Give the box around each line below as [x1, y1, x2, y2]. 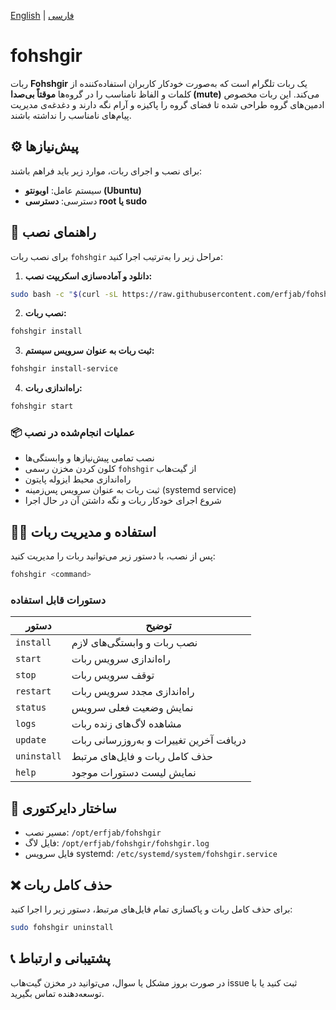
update [15, 735, 47, 746]
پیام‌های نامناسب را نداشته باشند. [10, 109, 132, 121]
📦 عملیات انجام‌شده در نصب [10, 425, 136, 439]
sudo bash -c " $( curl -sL [10, 289, 118, 299]
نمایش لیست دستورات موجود [71, 766, 197, 780]
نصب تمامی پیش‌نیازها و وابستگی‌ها [24, 452, 155, 464]
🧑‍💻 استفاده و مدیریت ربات [10, 523, 157, 540]
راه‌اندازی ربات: [24, 382, 83, 394]
